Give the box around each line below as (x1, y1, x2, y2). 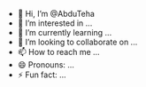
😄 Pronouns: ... (17, 59, 75, 70)
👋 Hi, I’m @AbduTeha (17, 9, 96, 19)
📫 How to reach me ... (17, 47, 100, 57)
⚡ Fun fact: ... (17, 69, 66, 80)
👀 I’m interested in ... (17, 18, 93, 28)
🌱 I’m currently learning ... (17, 28, 112, 37)
